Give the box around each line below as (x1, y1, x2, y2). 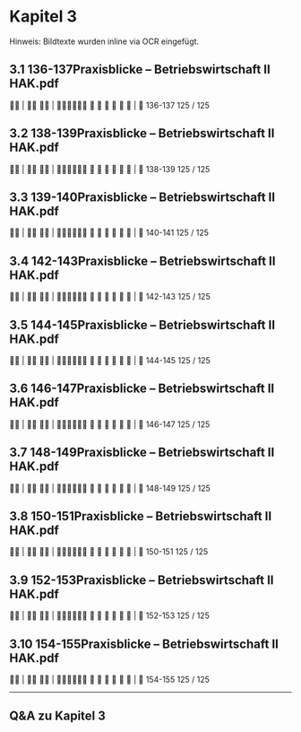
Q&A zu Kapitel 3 (9, 709, 106, 724)
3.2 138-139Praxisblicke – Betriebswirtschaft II (9, 126, 275, 141)
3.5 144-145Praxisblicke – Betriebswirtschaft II (9, 317, 276, 333)
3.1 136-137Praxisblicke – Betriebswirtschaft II (9, 62, 271, 77)
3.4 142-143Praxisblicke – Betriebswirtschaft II (9, 253, 276, 268)
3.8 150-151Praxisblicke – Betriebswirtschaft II (9, 509, 272, 524)
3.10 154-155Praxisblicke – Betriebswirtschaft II (9, 636, 279, 651)
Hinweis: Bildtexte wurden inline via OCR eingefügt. (9, 36, 200, 47)
